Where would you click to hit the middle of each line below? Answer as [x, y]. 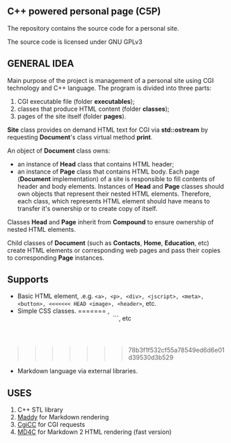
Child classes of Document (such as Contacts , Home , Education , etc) [109, 242]
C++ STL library [40, 410]
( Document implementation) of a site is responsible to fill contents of [116, 179]
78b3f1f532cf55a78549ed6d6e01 [176, 350]
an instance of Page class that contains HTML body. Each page [108, 171]
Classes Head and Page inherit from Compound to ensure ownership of [111, 221]
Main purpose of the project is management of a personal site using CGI [111, 80]
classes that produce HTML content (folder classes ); [93, 109]
